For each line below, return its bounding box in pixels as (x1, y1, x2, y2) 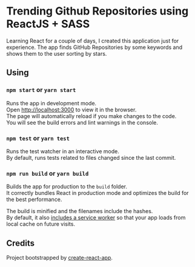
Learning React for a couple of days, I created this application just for (6, 37, 179, 44)
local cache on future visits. (6, 220, 76, 228)
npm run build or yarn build (6, 169, 89, 177)
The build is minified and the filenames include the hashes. (6, 208, 153, 215)
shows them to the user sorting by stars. (6, 50, 107, 57)
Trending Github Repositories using (6, 4, 189, 18)
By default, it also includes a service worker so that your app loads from (6, 214, 186, 222)
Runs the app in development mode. (6, 99, 97, 107)
